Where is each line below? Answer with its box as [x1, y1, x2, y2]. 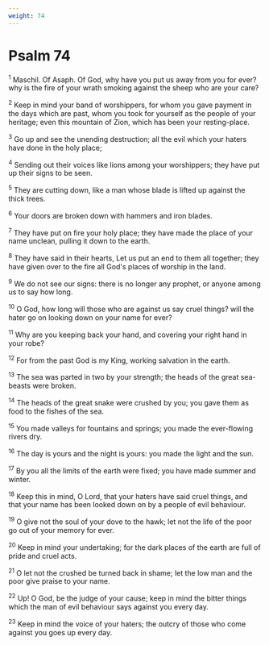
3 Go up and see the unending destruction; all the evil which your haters [8, 132, 247, 144]
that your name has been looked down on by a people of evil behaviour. [8, 500, 246, 510]
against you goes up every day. [8, 627, 113, 637]
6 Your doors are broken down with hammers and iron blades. [8, 209, 213, 220]
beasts [8, 381, 31, 391]
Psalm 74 [8, 46, 71, 64]
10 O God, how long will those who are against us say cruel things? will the [8, 303, 255, 314]
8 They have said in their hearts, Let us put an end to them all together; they [8, 252, 259, 263]
